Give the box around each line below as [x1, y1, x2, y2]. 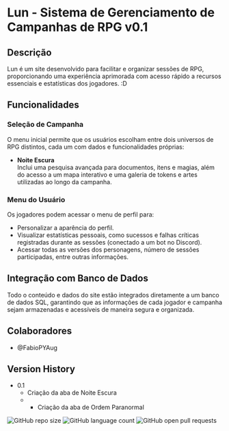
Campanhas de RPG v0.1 [7, 19, 148, 35]
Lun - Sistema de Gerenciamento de [7, 5, 215, 21]
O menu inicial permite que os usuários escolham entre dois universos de [7, 135, 214, 143]
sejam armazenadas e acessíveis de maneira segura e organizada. [7, 305, 195, 313]
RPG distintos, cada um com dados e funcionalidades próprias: [7, 143, 185, 151]
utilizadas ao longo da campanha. [16, 177, 112, 186]
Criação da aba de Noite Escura [27, 389, 118, 397]
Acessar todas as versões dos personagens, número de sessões [16, 245, 200, 254]
